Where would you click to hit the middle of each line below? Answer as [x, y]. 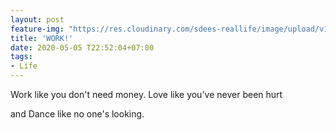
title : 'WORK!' [42, 38]
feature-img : [37, 29]
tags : [21, 57]
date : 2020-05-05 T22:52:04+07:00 [82, 47]
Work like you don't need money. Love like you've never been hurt [146, 94]
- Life [24, 66]
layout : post [37, 19]
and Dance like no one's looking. [77, 114]
